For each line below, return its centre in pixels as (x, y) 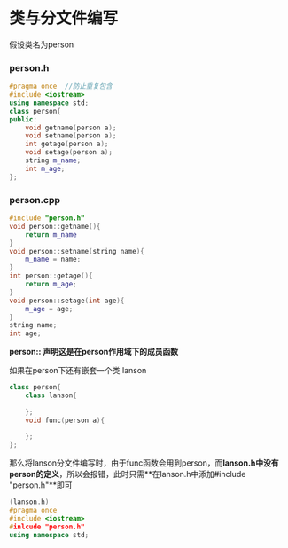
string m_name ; (53, 160)
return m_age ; (51, 285)
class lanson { (51, 395)
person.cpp (35, 200)
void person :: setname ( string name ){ (77, 251)
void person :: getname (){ (55, 226)
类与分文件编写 (64, 18)
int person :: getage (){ (51, 276)
